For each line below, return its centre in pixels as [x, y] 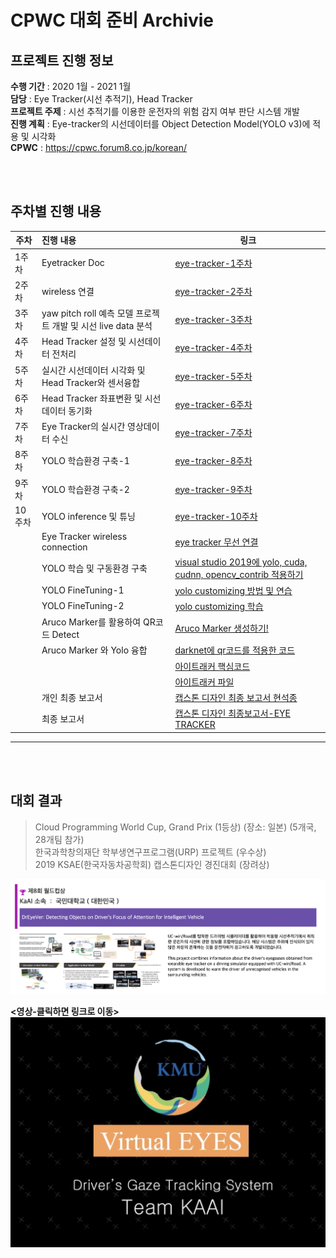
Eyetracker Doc [73, 263]
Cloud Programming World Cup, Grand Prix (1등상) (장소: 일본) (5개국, [175, 827]
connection [64, 547]
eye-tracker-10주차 [216, 517]
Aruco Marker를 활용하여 [91, 622]
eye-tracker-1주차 [213, 263]
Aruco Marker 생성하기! [221, 628]
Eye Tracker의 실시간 [83, 427]
